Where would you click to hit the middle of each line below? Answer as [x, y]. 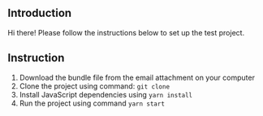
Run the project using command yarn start [92, 103]
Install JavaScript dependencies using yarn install [106, 94]
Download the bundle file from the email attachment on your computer [137, 77]
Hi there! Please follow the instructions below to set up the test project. [126, 32]
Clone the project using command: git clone [95, 86]
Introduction [40, 13]
